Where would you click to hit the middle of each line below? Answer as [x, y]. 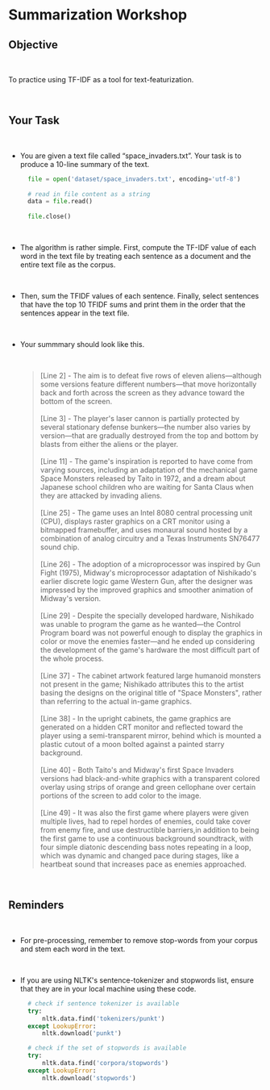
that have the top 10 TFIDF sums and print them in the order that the [133, 305]
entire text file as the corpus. [68, 265]
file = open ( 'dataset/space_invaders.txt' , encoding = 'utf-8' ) [134, 179]
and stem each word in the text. [73, 949]
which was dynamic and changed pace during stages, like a [139, 856]
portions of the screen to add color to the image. [120, 796]
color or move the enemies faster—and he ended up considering [147, 641]
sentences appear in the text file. [75, 313]
